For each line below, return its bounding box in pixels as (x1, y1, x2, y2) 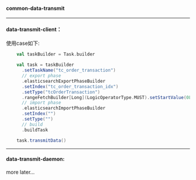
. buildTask (21, 127, 48, 133)
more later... (6, 168, 35, 175)
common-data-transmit (6, 5, 65, 12)
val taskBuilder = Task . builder (16, 51, 95, 58)
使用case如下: (6, 40, 40, 47)
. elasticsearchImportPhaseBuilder (21, 105, 106, 111)
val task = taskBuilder (16, 62, 75, 68)
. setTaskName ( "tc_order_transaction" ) (21, 68, 116, 73)
